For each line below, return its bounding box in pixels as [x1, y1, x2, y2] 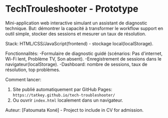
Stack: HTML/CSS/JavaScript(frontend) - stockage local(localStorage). [5, 40, 154, 46]
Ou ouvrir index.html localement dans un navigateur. [12, 97, 123, 103]
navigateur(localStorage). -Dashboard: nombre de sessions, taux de [5, 61, 148, 67]
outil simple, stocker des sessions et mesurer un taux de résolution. [5, 31, 146, 37]
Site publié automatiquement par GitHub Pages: [12, 86, 113, 92]
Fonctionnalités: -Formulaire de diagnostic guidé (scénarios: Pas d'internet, [5, 50, 163, 56]
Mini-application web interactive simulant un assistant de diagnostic [5, 20, 148, 26]
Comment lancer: [5, 76, 42, 82]
